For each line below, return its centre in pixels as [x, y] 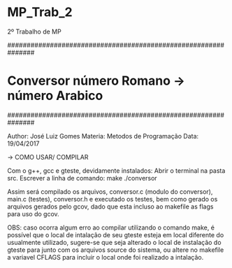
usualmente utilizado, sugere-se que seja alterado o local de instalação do [114, 242]
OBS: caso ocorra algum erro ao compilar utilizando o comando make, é [111, 227]
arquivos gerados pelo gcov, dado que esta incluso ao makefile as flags [110, 206]
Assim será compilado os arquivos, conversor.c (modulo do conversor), [110, 191]
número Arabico [55, 96]
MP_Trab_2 [40, 12]
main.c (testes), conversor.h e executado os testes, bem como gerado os [113, 199]
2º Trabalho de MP [34, 31]
